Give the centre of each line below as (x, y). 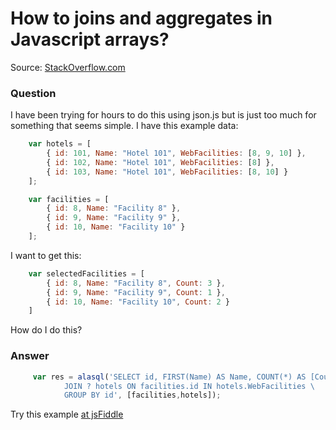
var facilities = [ (69, 199)
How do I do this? (46, 330)
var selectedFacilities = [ (86, 273)
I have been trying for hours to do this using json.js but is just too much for (163, 115)
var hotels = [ (60, 144)
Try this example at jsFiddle (67, 414)
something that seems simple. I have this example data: (124, 126)
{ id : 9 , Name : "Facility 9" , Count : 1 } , (136, 292)
